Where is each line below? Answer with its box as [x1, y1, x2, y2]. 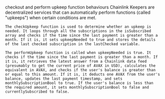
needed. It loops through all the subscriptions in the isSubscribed [5, 29, 152, 34]
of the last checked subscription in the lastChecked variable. [5, 42, 140, 47]
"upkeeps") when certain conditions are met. [5, 15, 97, 20]
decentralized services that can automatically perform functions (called [5, 9, 151, 15]
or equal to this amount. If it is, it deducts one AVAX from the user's [5, 72, 161, 77]
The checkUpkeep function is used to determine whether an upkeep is [5, 24, 152, 29]
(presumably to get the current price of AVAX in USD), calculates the [5, 63, 156, 68]
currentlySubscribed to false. [5, 89, 70, 94]
